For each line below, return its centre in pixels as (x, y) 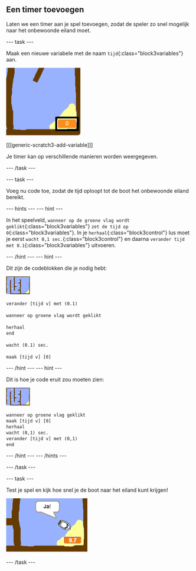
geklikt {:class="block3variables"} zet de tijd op (67, 226)
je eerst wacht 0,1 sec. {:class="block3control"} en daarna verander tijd (95, 238)
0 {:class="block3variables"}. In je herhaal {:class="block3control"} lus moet (98, 233)
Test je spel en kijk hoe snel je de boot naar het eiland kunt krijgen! (87, 490)
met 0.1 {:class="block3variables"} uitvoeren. (61, 245)
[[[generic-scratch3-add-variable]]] (50, 145)
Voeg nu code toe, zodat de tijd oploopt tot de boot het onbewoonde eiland (97, 191)
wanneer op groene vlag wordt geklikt (54, 315)
